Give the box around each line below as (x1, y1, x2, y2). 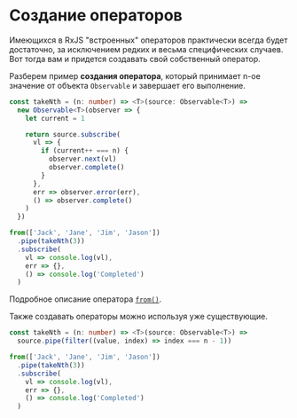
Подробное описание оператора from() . (9, 294, 162, 304)
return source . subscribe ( (25, 130, 121, 138)
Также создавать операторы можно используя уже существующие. (9, 312, 269, 322)
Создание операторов (9, 5, 184, 26)
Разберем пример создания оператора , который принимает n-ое (9, 70, 262, 81)
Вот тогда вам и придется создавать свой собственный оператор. (9, 53, 261, 64)
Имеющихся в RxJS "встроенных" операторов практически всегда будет (9, 35, 288, 45)
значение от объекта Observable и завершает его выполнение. (9, 80, 246, 91)
